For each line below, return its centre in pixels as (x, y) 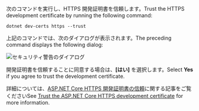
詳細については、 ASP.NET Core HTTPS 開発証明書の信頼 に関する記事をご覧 (99, 88)
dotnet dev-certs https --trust (46, 26)
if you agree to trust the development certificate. (65, 76)
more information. (28, 102)
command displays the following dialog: (55, 45)
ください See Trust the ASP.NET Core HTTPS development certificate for (95, 96)
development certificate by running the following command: (79, 15)
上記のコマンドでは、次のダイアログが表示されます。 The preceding (89, 38)
